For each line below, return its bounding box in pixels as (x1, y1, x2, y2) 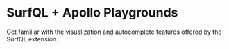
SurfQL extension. (6, 35, 58, 43)
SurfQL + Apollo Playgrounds (6, 5, 178, 21)
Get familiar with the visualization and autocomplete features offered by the (6, 28, 222, 36)
